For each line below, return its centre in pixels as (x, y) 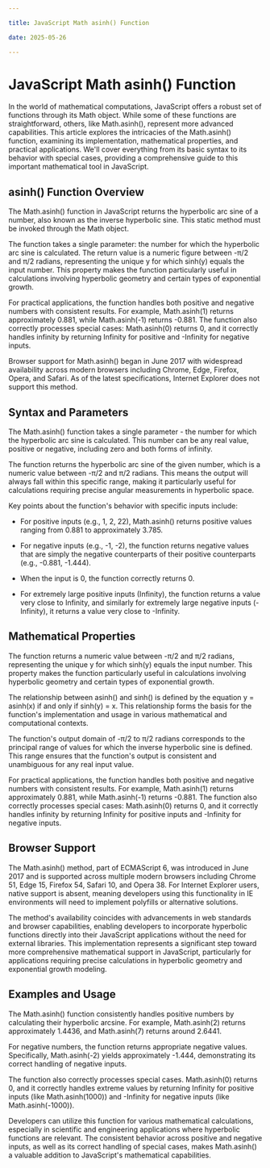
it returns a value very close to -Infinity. (115, 611)
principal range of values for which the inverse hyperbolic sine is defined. (131, 747)
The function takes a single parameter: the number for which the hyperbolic (134, 244)
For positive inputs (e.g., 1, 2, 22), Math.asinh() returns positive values (136, 522)
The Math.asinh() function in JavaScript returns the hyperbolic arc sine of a (133, 211)
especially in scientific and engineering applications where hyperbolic (124, 1129)
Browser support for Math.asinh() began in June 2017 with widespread (126, 361)
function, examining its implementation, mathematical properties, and (123, 141)
